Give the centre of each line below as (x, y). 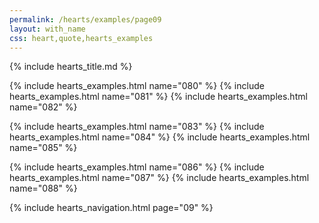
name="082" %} (43, 107)
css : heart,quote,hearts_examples (81, 38)
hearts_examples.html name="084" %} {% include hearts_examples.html (160, 137)
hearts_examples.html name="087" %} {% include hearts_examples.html (159, 178)
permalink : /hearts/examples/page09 (85, 19)
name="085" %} (43, 148)
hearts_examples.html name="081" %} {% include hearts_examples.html (158, 97)
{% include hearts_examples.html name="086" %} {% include (137, 167)
